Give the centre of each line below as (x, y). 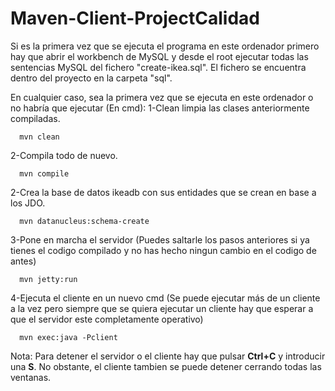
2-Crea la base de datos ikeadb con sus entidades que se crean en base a (163, 192)
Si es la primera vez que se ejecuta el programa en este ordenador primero (165, 46)
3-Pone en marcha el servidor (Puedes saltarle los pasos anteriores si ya (160, 239)
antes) (23, 261)
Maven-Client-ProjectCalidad (135, 18)
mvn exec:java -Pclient (68, 337)
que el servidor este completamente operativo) (107, 319)
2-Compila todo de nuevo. (64, 155)
